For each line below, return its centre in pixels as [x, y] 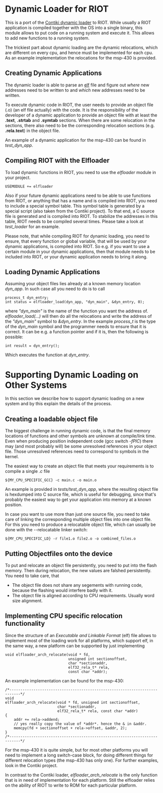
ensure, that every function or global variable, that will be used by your [76, 241]
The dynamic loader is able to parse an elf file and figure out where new [77, 85]
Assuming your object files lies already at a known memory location [73, 284]
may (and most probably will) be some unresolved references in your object [81, 446]
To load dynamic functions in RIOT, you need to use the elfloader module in [81, 172]
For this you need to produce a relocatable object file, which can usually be [81, 524]
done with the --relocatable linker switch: [46, 530]
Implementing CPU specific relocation [64, 616]
